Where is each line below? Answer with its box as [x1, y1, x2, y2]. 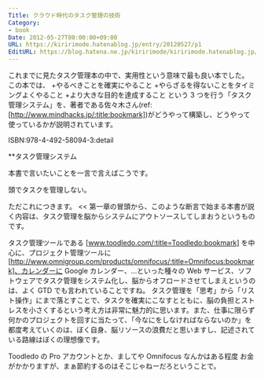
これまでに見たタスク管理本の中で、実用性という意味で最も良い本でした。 [8, 71, 249, 79]
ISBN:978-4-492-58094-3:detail [8, 135, 114, 145]
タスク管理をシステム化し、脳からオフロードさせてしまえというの [42, 276, 256, 285]
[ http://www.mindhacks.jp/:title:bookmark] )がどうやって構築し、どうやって [8, 110, 251, 119]
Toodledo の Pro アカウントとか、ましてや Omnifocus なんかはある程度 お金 [8, 351, 255, 361]
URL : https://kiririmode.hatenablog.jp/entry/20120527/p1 [8, 41, 202, 49]
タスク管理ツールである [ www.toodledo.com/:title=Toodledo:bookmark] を [8, 238, 249, 248]
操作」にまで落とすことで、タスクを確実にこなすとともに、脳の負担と [14, 295, 241, 305]
